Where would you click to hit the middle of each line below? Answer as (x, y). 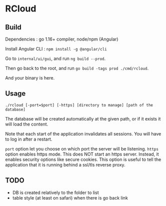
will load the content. (27, 124)
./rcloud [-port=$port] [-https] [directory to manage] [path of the (79, 105)
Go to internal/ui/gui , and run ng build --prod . (55, 58)
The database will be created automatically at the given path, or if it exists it (83, 118)
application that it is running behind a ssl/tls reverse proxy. (65, 164)
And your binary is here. (30, 78)
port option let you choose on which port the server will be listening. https (82, 148)
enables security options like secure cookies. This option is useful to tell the (83, 159)
